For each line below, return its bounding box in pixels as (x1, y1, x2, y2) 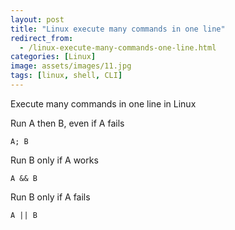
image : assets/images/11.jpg (10, 61, 132, 71)
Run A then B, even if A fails (10, 117, 125, 129)
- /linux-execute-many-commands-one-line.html (19, 42, 217, 53)
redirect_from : (10, 33, 74, 43)
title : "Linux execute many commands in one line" (10, 24, 226, 34)
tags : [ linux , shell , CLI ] (10, 71, 123, 81)
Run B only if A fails (10, 191, 91, 203)
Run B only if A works (10, 154, 99, 166)
